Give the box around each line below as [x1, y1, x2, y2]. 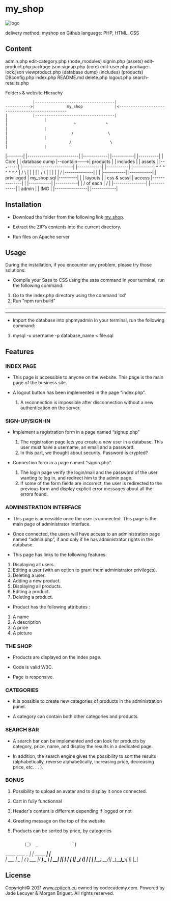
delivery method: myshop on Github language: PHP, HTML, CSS [5, 30, 139, 36]
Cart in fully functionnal [12, 798, 62, 804]
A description [12, 619, 41, 625]
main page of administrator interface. [12, 521, 91, 527]
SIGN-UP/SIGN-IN [5, 417, 51, 425]
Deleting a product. [12, 594, 53, 600]
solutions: [5, 267, 26, 273]
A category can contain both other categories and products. [12, 713, 139, 720]
